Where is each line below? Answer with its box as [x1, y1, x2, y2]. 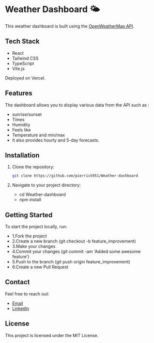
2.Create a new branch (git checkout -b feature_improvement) [12, 238, 137, 244]
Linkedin [12, 305, 30, 311]
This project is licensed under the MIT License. [5, 332, 99, 338]
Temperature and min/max [12, 132, 65, 138]
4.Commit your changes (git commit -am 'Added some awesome [12, 248, 141, 255]
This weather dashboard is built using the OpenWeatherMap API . [5, 23, 135, 29]
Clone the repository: [12, 164, 55, 170]
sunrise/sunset [12, 111, 42, 117]
